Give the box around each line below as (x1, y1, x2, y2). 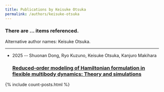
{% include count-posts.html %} (5, 82, 70, 88)
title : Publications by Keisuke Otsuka (5, 7, 86, 12)
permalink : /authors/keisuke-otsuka (5, 12, 80, 16)
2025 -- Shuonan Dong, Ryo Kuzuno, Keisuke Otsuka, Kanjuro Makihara (12, 52, 157, 58)
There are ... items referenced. (5, 28, 79, 34)
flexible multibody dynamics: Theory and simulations (12, 71, 142, 77)
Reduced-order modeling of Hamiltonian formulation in (12, 64, 145, 71)
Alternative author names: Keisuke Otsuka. (5, 38, 91, 44)
